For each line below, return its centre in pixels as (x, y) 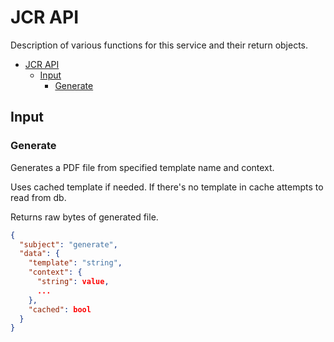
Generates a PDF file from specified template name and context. (142, 167)
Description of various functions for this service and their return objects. (159, 45)
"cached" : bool (60, 309)
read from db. (38, 197)
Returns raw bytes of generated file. (84, 217)
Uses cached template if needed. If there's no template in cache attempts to (167, 187)
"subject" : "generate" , (68, 244)
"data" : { (39, 254)
